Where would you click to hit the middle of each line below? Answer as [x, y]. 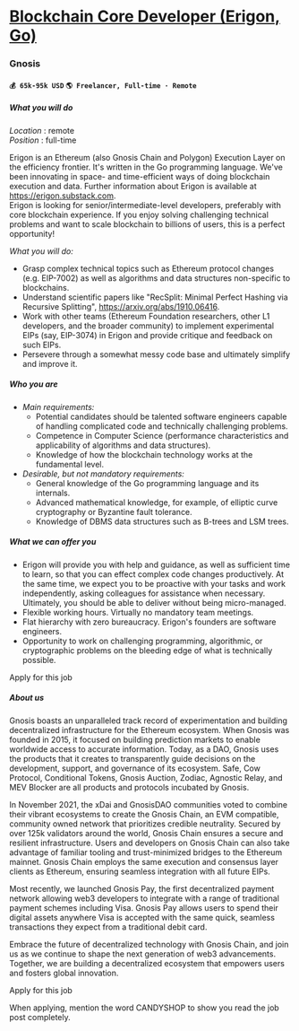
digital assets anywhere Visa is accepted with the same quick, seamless [142, 917]
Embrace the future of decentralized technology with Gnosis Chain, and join [149, 944]
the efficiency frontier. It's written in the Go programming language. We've [146, 167]
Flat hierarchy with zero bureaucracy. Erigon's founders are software [149, 622]
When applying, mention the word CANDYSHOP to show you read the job [144, 1008]
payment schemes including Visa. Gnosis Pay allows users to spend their [144, 907]
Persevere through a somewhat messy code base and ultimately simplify [156, 354]
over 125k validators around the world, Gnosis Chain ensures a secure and [146, 833]
